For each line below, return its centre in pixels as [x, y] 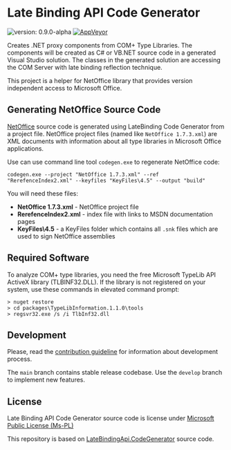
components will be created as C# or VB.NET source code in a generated [112, 53]
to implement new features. [46, 380]
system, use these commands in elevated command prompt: [93, 289]
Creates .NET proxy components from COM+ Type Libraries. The [100, 45]
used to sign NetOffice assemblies [66, 236]
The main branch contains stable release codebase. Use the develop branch [115, 373]
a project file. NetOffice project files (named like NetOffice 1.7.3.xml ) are [112, 133]
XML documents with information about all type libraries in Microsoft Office [114, 141]
